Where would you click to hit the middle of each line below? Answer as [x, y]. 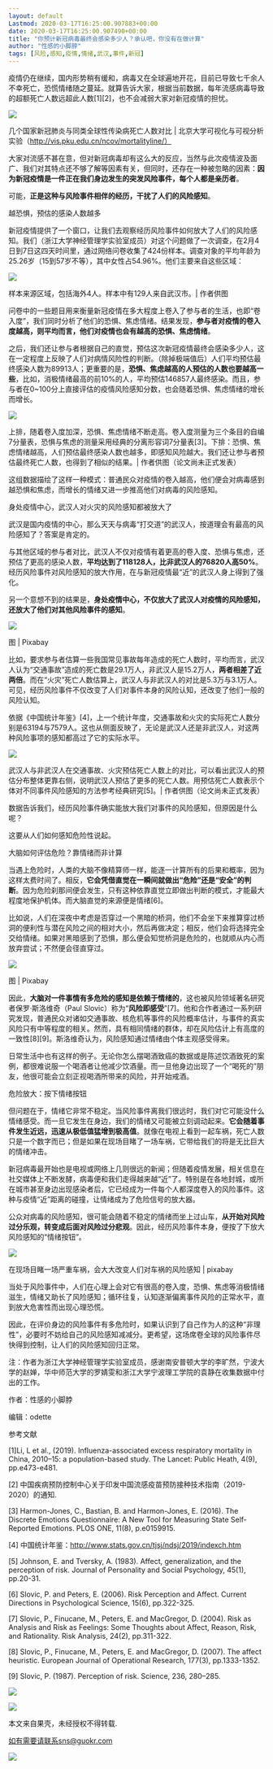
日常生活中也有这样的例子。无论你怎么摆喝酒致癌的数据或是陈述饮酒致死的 [133, 1056]
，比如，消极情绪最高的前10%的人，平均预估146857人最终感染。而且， [135, 379]
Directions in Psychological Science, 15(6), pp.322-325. [102, 1603]
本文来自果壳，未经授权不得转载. [63, 1723]
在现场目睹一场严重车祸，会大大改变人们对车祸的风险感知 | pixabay [121, 1269]
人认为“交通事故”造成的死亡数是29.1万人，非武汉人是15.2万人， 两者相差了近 [135, 669]
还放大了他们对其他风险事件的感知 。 [69, 610]
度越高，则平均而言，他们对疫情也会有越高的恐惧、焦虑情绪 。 [112, 331]
